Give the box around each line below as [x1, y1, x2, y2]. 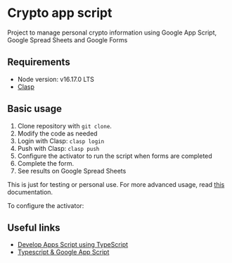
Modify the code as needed [17, 129, 98, 137]
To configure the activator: [7, 201, 84, 209]
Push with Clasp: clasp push [17, 144, 100, 152]
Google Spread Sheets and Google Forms [7, 35, 128, 44]
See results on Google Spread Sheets [17, 166, 127, 175]
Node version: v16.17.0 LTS [17, 75, 95, 83]
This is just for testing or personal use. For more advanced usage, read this [7, 180, 225, 188]
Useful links [7, 221, 61, 233]
